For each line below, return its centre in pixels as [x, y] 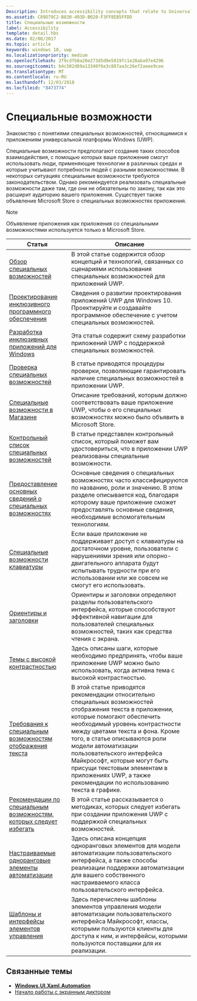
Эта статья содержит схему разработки [128, 335]
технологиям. [91, 524]
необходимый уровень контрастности [126, 724]
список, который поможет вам [115, 441]
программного [30, 311]
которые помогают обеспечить [116, 716]
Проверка [23, 367]
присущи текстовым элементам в [120, 768]
